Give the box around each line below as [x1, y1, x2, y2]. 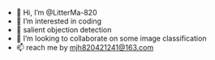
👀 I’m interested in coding [15, 16, 102, 26]
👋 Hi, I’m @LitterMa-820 [15, 8, 97, 17]
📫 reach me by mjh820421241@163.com [15, 43, 154, 52]
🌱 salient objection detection [15, 25, 112, 34]
